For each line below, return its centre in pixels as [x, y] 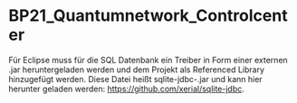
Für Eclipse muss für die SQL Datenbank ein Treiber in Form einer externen [148, 60]
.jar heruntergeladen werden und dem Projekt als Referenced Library [136, 70]
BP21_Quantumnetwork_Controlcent [148, 16]
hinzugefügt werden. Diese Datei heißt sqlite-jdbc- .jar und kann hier [136, 79]
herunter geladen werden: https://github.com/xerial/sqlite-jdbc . [127, 89]
